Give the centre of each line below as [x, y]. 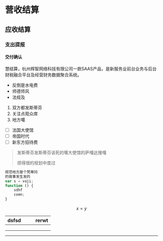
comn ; [19, 195]
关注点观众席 [25, 113]
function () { [19, 186]
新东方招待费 [25, 142]
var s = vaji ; [19, 181]
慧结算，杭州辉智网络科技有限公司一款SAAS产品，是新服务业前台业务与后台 [81, 69]
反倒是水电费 [25, 85]
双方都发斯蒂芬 [27, 107]
